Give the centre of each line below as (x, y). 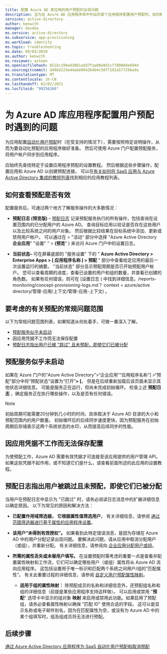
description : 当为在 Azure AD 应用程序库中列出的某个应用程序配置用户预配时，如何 (83, 14)
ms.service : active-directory (37, 33)
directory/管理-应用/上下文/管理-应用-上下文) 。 (61, 291)
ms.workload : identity (29, 42)
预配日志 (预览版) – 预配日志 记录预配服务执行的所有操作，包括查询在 (83, 218)
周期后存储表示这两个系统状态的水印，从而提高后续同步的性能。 (70, 426)
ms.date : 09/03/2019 (27, 51)
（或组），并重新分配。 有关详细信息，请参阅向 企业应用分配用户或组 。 (84, 545)
